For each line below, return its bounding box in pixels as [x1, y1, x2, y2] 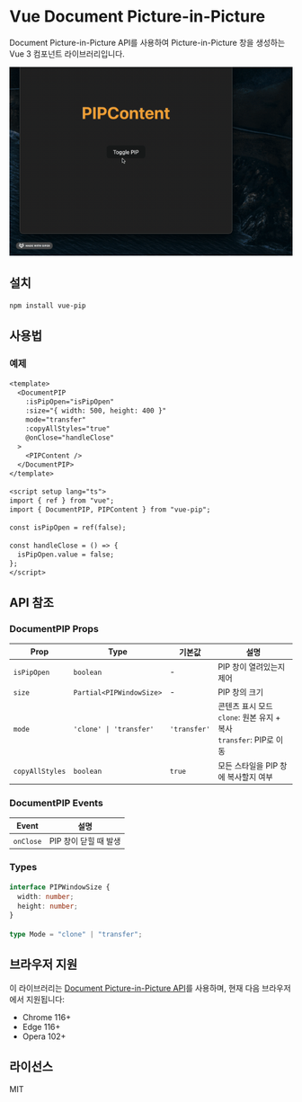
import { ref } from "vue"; [9, 496, 115, 505]
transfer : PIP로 [218, 734, 274, 745]
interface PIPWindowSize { [9, 883, 111, 892]
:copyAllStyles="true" [25, 424, 111, 433]
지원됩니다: [25, 993, 66, 1004]
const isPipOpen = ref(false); [9, 523, 127, 532]
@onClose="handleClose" [25, 433, 115, 442]
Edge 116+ [22, 1021, 61, 1032]
